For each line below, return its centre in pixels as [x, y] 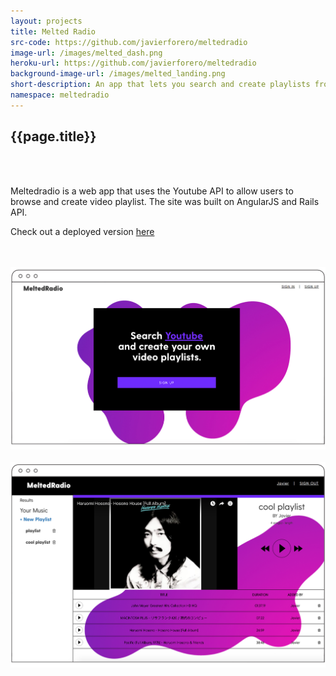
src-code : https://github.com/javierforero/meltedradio [129, 42]
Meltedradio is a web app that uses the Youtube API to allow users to [152, 191]
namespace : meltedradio [60, 95]
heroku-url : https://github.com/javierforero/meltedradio [133, 63]
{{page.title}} [53, 136]
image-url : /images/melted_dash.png [86, 53]
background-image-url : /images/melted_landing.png [118, 74]
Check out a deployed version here [82, 231]
